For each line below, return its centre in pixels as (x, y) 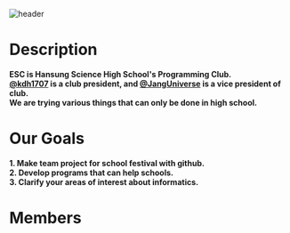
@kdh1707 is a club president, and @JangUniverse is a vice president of (145, 84)
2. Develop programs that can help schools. (92, 173)
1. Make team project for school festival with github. (107, 163)
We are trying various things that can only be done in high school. (133, 102)
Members (45, 218)
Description (53, 50)
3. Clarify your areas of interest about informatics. (104, 181)
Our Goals (47, 139)
